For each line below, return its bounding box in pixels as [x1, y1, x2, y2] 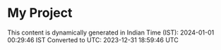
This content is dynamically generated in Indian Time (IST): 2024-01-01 [7, 28, 215, 37]
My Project [7, 5, 73, 21]
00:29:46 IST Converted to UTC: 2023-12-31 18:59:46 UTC [7, 35, 179, 44]
